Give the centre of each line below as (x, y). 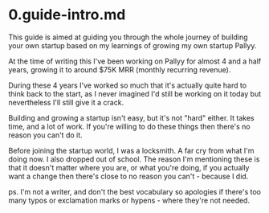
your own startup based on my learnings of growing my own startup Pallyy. (132, 45)
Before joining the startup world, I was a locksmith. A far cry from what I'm (131, 150)
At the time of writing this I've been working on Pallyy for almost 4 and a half (135, 61)
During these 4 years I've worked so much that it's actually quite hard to (128, 85)
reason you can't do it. (45, 135)
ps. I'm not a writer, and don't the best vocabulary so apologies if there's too (134, 191)
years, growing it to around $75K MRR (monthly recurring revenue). (120, 69)
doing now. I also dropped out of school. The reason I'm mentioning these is (134, 159)
